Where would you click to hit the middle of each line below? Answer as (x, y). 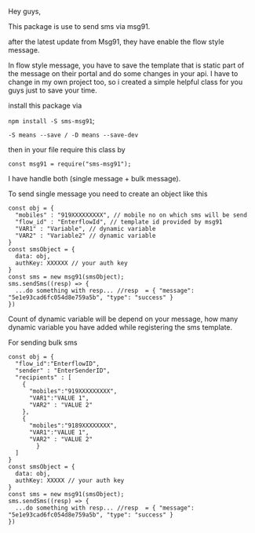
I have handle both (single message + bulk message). (95, 179)
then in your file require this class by (67, 150)
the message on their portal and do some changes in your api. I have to (123, 73)
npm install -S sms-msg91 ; (52, 120)
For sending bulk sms (43, 342)
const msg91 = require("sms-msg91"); (70, 164)
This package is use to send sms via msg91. (79, 26)
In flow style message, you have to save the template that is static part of (126, 65)
